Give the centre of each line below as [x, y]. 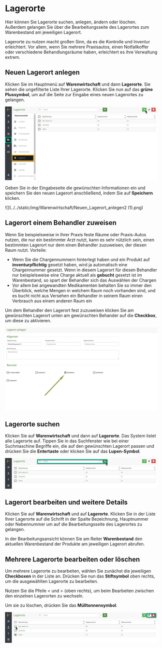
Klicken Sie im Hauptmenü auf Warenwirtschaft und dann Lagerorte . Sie [78, 84]
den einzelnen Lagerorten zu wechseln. [44, 596]
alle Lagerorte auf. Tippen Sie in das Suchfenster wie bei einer [67, 441]
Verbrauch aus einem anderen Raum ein [52, 301]
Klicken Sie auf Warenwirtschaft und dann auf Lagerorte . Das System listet [81, 436]
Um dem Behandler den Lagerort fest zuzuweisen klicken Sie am [69, 310]
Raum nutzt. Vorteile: [26, 250]
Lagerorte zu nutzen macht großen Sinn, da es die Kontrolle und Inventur [78, 41]
